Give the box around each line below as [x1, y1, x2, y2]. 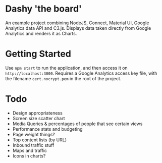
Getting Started [5, 48, 72, 60]
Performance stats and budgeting [12, 126, 83, 132]
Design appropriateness [12, 110, 63, 116]
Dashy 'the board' [5, 3, 82, 15]
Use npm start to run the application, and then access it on [5, 65, 128, 71]
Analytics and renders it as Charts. [5, 30, 77, 36]
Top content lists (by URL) [12, 137, 67, 143]
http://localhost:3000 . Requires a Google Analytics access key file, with [5, 70, 157, 76]
